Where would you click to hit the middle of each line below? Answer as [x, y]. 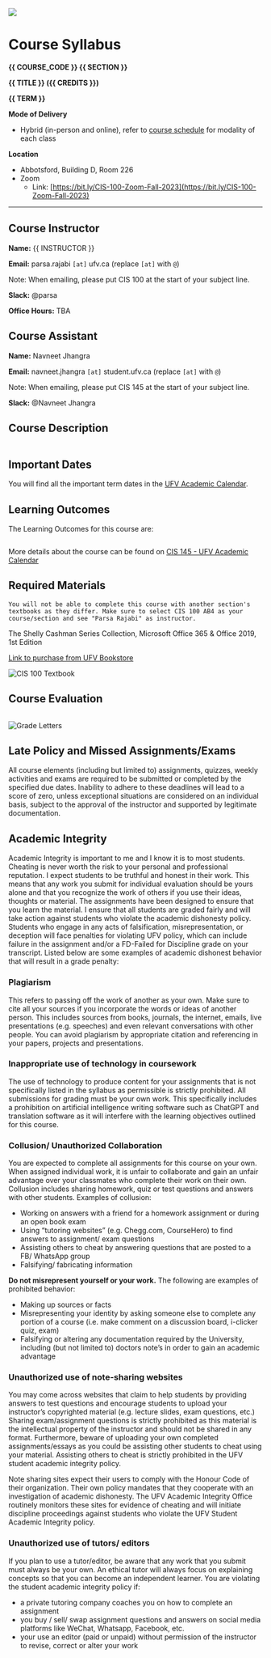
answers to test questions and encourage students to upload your [118, 1403]
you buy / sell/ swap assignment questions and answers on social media [140, 1619]
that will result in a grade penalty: [64, 961]
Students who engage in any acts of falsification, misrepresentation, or [126, 927]
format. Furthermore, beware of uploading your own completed [114, 1438]
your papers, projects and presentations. [76, 1043]
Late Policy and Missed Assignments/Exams [122, 751]
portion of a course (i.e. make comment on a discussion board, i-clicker [139, 1322]
